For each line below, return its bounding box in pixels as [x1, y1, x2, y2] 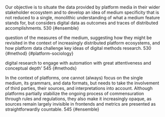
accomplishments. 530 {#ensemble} [5, 25, 79, 31]
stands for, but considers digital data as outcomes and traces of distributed [5, 20, 158, 26]
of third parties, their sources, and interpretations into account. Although [5, 85, 153, 91]
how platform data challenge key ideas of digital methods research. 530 [5, 45, 152, 51]
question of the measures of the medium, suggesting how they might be [5, 35, 152, 40]
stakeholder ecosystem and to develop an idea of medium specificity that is [5, 9, 160, 15]
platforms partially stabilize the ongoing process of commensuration [5, 91, 144, 96]
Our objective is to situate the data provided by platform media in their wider [5, 4, 161, 10]
